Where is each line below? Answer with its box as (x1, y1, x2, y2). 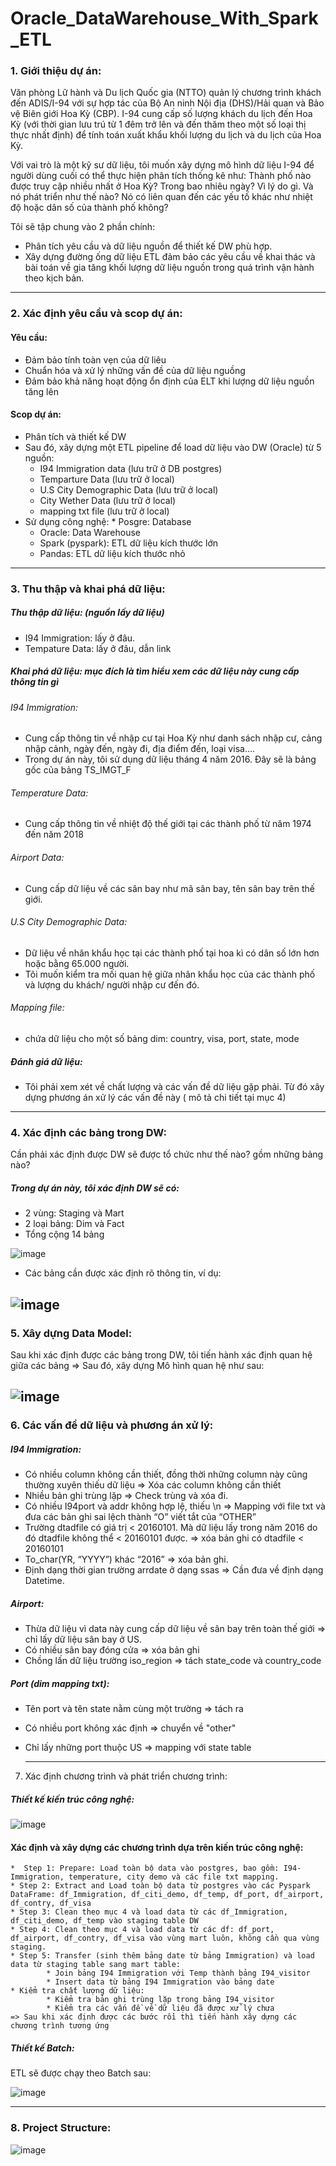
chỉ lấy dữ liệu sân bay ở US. (24, 1633, 142, 1646)
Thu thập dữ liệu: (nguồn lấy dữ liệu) (10, 607, 165, 619)
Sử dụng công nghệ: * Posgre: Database (24, 515, 192, 527)
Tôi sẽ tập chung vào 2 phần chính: (10, 221, 156, 233)
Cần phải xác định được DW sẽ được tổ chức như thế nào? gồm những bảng (10, 1148, 324, 1161)
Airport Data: (10, 852, 65, 864)
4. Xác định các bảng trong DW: (10, 1125, 167, 1139)
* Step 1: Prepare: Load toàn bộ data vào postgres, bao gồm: (10, 1863, 280, 1874)
